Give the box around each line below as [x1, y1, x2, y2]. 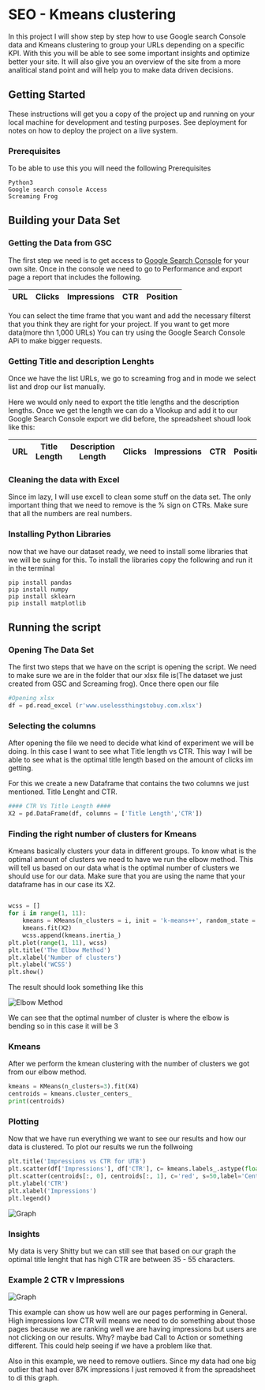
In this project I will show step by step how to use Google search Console [8, 32, 246, 41]
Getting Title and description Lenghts [8, 355, 155, 366]
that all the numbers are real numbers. [8, 509, 132, 519]
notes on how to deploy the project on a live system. [8, 126, 178, 135]
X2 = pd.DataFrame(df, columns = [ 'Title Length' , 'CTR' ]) [8, 810, 203, 818]
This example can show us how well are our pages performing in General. [8, 1308, 248, 1317]
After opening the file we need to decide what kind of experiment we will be [8, 738, 255, 747]
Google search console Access [8, 185, 108, 194]
